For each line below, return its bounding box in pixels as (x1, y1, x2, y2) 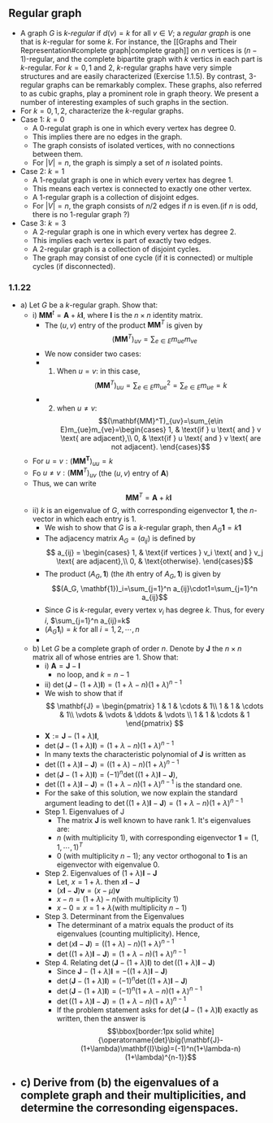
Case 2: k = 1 (19, 166, 65, 176)
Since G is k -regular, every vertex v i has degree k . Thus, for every (44, 605, 265, 617)
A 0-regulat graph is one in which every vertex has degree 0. (32, 123, 236, 133)
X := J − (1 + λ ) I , (44, 731, 99, 741)
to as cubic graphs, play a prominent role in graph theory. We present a (19, 89, 259, 98)
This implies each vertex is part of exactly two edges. (32, 235, 211, 245)
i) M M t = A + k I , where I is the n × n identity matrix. (32, 309, 203, 320)
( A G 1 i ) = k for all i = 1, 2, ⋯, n (44, 625, 140, 636)
